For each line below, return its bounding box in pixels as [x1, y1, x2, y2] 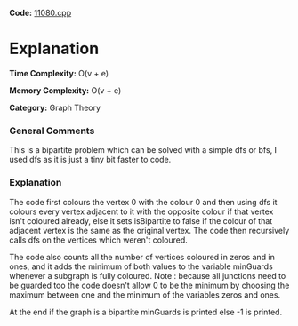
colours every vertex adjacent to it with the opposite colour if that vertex [9, 206, 274, 217]
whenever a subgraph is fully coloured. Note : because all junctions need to [9, 270, 286, 281]
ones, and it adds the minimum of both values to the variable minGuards [9, 261, 273, 272]
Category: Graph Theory [9, 102, 101, 113]
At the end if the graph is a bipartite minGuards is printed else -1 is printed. [9, 306, 283, 317]
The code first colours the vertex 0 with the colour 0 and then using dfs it [9, 196, 278, 207]
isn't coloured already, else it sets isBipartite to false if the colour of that [9, 215, 273, 226]
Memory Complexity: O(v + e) [9, 84, 122, 96]
